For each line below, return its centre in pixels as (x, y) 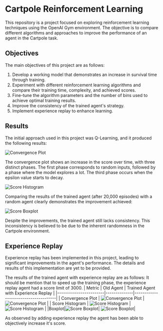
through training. (29, 79)
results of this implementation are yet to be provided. (58, 268)
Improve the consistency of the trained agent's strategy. (68, 105)
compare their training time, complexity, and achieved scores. (74, 90)
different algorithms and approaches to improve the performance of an (76, 33)
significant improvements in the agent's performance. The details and (75, 263)
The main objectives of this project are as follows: (55, 65)
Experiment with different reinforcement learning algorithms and (76, 85)
